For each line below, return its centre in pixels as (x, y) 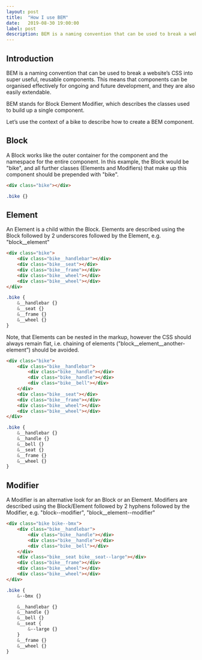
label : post (21, 29)
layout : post (23, 12)
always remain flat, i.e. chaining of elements (61, 343)
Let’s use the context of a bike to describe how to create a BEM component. (100, 121)
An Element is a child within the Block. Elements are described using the (96, 230)
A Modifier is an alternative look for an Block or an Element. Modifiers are (97, 500)
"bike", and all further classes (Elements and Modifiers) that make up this (96, 168)
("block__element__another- (151, 343)
